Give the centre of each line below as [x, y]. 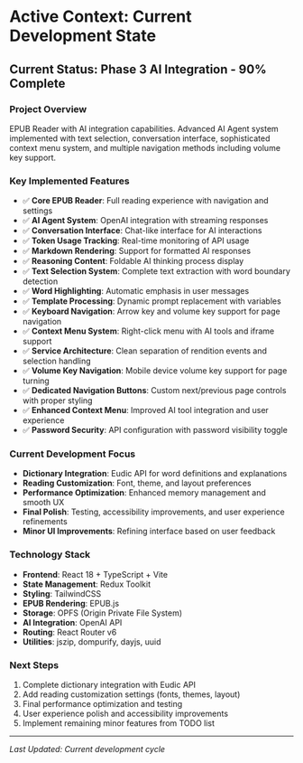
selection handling [57, 361]
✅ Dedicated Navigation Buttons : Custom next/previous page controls [154, 391]
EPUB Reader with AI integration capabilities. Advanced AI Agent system [144, 128]
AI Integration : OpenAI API [72, 622]
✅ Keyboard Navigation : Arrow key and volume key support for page [151, 311]
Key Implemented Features [69, 181]
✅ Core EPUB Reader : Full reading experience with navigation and [145, 201]
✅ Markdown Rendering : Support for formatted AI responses [136, 251]
